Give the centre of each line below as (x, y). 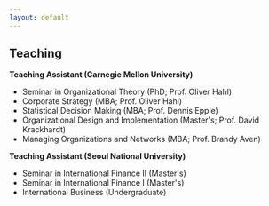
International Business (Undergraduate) (94, 193)
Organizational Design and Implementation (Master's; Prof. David (141, 120)
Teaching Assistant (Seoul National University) (98, 156)
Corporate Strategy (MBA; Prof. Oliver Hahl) (102, 101)
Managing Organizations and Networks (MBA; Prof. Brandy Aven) (142, 139)
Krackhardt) (44, 130)
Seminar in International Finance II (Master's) (104, 173)
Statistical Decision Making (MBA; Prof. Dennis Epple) (120, 111)
